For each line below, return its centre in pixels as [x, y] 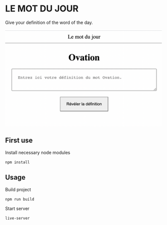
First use [19, 141]
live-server [17, 218]
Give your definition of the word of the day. [49, 22]
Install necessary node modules [38, 152]
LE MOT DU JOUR [42, 9]
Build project [18, 189]
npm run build [20, 199]
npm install [17, 162]
